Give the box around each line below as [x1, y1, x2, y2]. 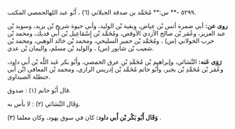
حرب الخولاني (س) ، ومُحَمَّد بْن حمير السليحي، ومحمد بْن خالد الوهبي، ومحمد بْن [7, 36, 215, 45]
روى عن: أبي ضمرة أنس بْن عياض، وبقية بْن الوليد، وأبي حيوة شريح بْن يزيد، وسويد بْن [7, 22, 228, 29]
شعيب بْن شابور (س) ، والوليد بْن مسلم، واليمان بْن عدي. [7, 44, 154, 52]
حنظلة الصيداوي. [7, 72, 51, 81]
